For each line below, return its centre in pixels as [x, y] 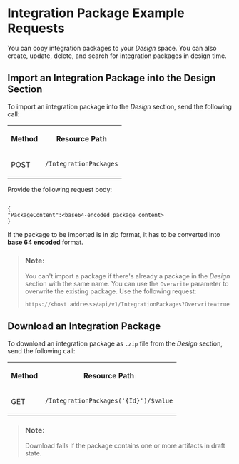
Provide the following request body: [60, 189]
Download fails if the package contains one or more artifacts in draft [125, 446]
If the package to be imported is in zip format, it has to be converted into [114, 234]
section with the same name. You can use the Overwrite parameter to [127, 284]
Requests [36, 28]
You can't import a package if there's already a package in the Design [127, 276]
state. [33, 453]
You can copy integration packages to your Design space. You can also [112, 48]
